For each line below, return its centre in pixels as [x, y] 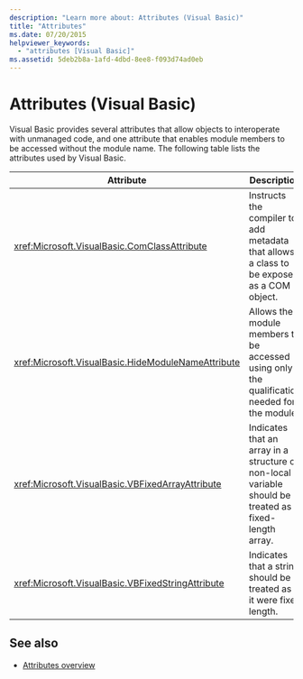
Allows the [271, 311]
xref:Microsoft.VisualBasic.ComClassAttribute [110, 246]
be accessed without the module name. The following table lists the [135, 148]
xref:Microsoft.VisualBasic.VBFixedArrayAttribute [118, 483]
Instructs [267, 195]
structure [268, 461]
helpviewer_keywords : [50, 43]
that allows [271, 252]
